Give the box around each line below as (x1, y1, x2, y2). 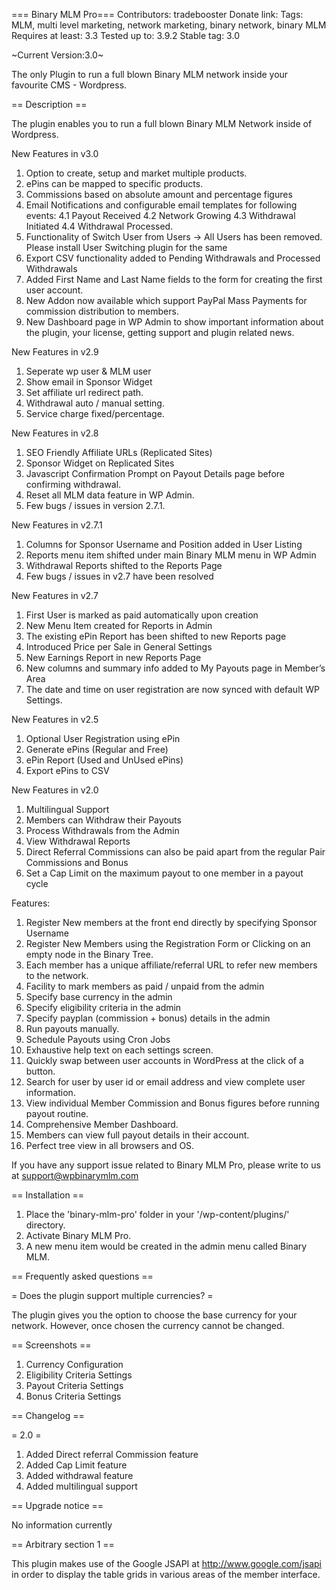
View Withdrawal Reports (25, 835, 131, 847)
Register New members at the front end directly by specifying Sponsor (25, 917, 318, 928)
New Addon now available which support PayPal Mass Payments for (25, 295, 308, 306)
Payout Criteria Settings (25, 1380, 124, 1391)
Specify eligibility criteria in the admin (25, 1002, 182, 1013)
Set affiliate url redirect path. (25, 387, 144, 398)
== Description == (11, 99, 88, 110)
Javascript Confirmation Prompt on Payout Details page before (25, 468, 285, 479)
